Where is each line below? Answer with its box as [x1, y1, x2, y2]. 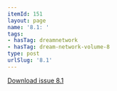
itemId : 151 [7, 10, 43, 18]
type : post [7, 50, 40, 58]
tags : [7, 30, 24, 38]
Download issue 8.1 [7, 76, 64, 85]
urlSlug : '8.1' [7, 57, 53, 64]
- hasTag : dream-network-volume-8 [7, 43, 111, 50]
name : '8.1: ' [7, 23, 50, 31]
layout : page [7, 17, 46, 24]
